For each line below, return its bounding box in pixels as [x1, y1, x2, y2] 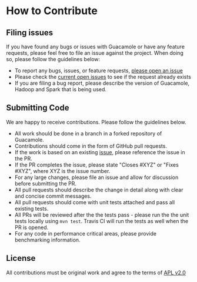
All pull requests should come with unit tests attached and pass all [14, 198, 175, 205]
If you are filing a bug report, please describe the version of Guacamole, [14, 79, 190, 87]
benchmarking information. [14, 236, 81, 243]
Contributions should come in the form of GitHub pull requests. [14, 142, 168, 150]
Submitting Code [6, 103, 69, 113]
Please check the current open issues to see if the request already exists [14, 74, 191, 80]
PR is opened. [14, 224, 49, 231]
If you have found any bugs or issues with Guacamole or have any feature [6, 43, 185, 50]
